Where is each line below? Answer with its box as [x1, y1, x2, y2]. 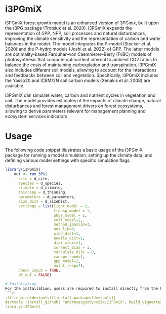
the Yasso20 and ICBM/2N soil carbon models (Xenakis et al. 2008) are [5, 78, 151, 83]
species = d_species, [18, 181, 63, 186]
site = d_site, [18, 176, 50, 181]
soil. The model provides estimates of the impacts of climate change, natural [5, 97, 161, 103]
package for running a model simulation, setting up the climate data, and [5, 152, 153, 158]
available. [5, 82, 25, 88]
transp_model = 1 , [53, 208, 92, 213]
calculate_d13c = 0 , [53, 249, 96, 255]
